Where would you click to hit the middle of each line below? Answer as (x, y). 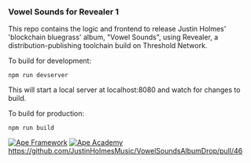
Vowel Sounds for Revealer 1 (64, 12)
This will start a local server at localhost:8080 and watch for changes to (124, 90)
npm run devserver (38, 76)
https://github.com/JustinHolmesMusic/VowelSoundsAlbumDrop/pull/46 (125, 151)
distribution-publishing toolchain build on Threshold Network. (108, 46)
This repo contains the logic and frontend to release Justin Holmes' (117, 29)
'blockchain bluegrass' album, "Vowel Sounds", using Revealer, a (113, 37)
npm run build (31, 128)
